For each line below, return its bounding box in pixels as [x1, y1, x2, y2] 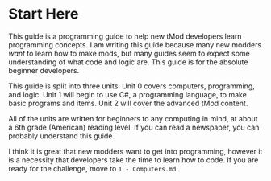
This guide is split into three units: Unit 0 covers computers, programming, [8, 81, 256, 91]
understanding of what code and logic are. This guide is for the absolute [8, 57, 248, 67]
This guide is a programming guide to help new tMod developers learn [8, 31, 242, 41]
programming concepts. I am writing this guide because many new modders [8, 39, 262, 49]
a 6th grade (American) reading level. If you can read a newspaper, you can [8, 122, 260, 132]
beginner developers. [8, 65, 80, 75]
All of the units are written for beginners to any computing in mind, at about [8, 113, 258, 123]
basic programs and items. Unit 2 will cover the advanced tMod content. [8, 98, 248, 108]
